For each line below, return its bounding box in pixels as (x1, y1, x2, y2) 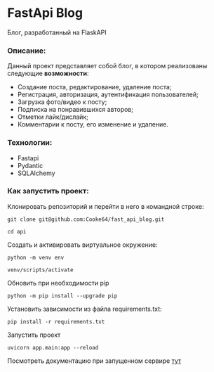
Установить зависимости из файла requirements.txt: (7, 304, 162, 313)
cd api (7, 228, 27, 235)
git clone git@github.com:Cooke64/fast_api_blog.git (7, 216, 165, 223)
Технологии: (7, 138, 53, 148)
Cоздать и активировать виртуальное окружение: (7, 240, 158, 249)
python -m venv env (7, 254, 65, 261)
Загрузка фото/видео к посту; (17, 98, 107, 106)
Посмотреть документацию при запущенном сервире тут (7, 357, 182, 365)
